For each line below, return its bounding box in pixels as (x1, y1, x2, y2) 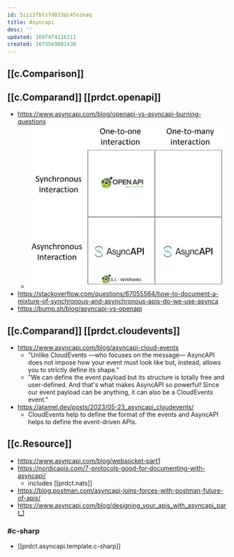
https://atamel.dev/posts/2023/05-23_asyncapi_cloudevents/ (17, 403, 194, 411)
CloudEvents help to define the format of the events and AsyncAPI (27, 410, 219, 419)
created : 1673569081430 (7, 41, 77, 48)
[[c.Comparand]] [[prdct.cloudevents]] (7, 325, 180, 337)
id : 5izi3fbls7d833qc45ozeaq (7, 11, 92, 18)
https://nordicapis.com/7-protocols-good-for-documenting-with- (17, 464, 205, 472)
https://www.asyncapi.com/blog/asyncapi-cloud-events (17, 344, 180, 352)
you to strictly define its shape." (27, 366, 119, 374)
